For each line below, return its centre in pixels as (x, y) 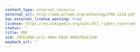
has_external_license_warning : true (43, 19)
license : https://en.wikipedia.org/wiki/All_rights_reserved (70, 24)
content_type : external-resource (40, 10)
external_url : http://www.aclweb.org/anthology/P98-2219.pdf (70, 14)
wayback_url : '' (22, 42)
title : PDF (16, 33)
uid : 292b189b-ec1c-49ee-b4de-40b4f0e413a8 (51, 38)
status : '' (16, 28)
